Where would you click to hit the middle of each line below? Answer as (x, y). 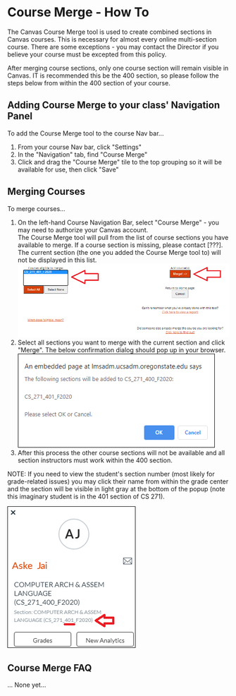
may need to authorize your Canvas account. (83, 229)
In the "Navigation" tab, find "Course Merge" (82, 154)
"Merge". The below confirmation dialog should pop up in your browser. (122, 350)
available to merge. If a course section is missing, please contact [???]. (120, 245)
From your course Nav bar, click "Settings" (80, 147)
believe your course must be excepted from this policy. (87, 54)
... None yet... (27, 685)
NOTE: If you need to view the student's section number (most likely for (111, 474)
